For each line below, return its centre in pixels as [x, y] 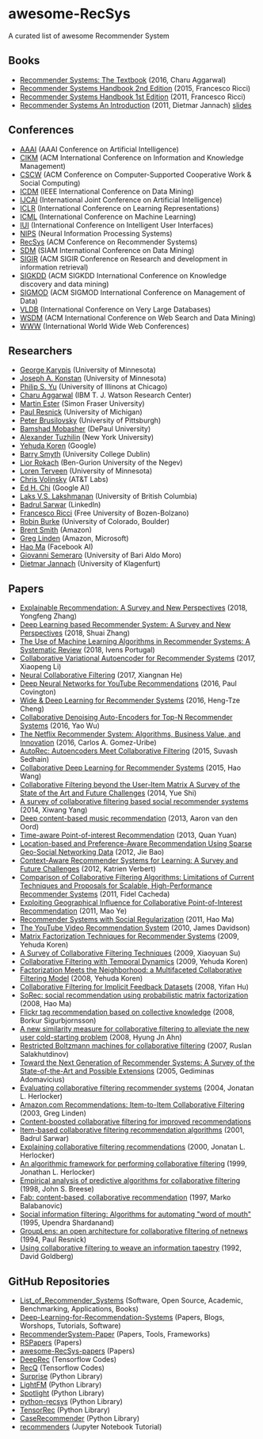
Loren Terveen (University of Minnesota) [86, 471]
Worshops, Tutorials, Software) [70, 1326]
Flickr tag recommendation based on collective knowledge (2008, [127, 1012]
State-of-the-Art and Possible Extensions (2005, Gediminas [117, 1071]
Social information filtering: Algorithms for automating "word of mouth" [135, 1215]
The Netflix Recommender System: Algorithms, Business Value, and [130, 734]
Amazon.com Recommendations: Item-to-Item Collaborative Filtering [132, 1105]
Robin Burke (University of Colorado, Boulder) [95, 522]
